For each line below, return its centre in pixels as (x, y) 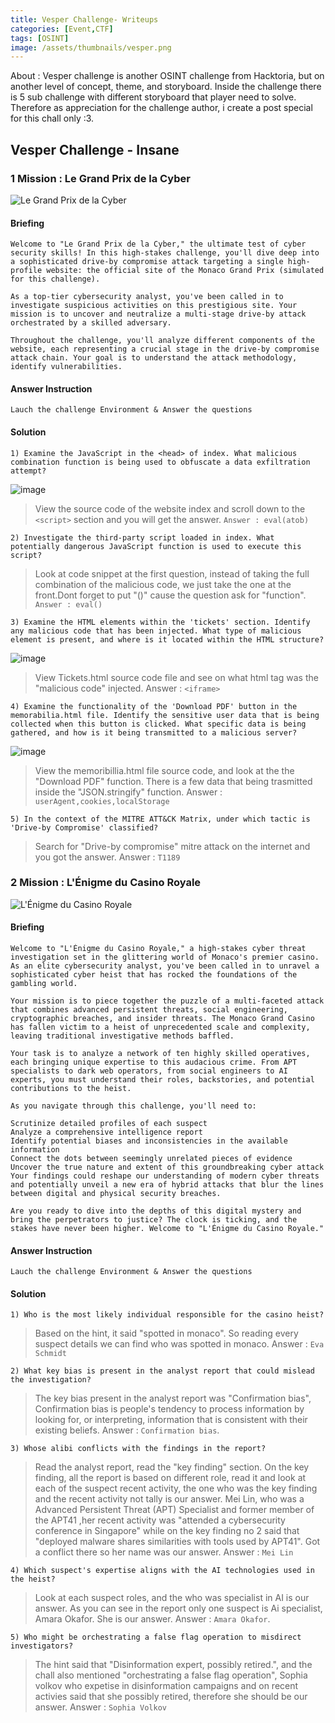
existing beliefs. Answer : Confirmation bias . (127, 1430)
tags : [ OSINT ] (40, 38)
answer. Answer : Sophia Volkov (100, 1707)
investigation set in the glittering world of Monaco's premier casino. (165, 957)
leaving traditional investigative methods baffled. (122, 1036)
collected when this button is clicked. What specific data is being (158, 724)
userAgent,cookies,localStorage (102, 801)
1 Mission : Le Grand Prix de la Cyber (100, 178)
